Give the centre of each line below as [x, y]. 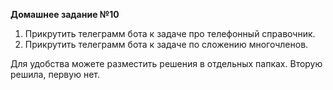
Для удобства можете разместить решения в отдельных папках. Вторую [166, 63]
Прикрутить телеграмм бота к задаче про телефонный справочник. [170, 33]
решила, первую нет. [55, 74]
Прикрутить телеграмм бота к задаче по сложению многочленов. [166, 44]
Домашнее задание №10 [65, 14]
